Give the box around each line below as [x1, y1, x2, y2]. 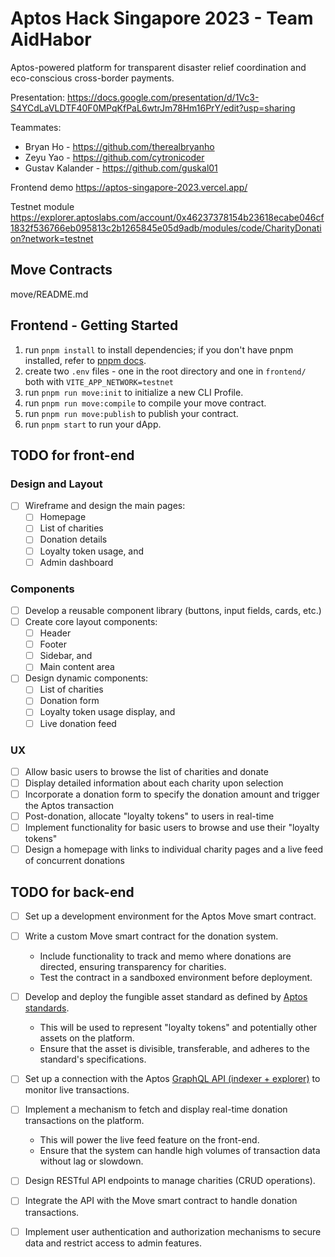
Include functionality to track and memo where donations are [39, 950, 292, 962]
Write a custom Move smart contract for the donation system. [24, 930, 279, 942]
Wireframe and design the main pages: [24, 500, 186, 512]
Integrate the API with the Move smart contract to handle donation [24, 1195, 298, 1207]
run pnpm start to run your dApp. [24, 418, 162, 430]
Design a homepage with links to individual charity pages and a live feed [24, 843, 324, 856]
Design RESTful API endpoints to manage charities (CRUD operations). [24, 1175, 316, 1187]
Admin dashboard [39, 556, 114, 568]
